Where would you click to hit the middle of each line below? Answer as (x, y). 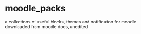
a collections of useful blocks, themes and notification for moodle (71, 22)
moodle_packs (35, 8)
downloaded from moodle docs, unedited (46, 26)
